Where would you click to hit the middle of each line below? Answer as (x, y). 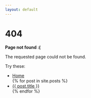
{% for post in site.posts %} (40, 80)
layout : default (21, 10)
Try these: (15, 66)
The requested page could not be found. (46, 57)
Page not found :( (23, 47)
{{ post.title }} (26, 86)
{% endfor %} (26, 91)
